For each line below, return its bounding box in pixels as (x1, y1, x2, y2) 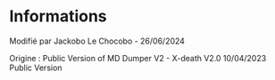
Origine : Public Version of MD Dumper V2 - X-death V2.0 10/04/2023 (9, 52, 267, 63)
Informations (9, 6, 107, 27)
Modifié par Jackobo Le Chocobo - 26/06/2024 (9, 36, 186, 46)
